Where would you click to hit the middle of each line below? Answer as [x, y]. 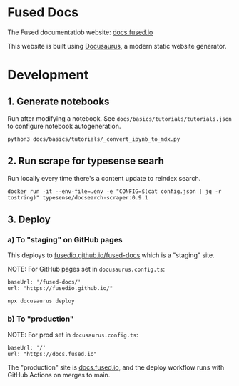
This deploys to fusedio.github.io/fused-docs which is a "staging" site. [111, 255]
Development [48, 75]
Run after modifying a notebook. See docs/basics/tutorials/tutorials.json [119, 118]
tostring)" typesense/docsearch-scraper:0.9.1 [78, 197]
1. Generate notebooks [59, 101]
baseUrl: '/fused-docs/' [44, 282]
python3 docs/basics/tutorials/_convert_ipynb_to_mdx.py [94, 139]
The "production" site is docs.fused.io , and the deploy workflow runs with [116, 367]
